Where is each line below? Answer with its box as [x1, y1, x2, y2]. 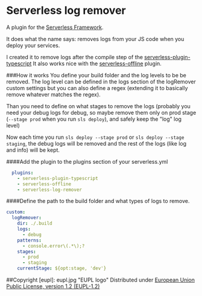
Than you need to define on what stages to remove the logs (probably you [6, 102, 191, 109]
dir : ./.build [17, 220, 52, 227]
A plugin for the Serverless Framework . [6, 24, 104, 31]
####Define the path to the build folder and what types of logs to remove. [6, 198, 190, 205]
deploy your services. [6, 42, 60, 49]
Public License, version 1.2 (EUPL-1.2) [6, 283, 100, 290]
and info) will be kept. [6, 146, 60, 153]
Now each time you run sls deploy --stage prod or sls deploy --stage [6, 134, 185, 141]
